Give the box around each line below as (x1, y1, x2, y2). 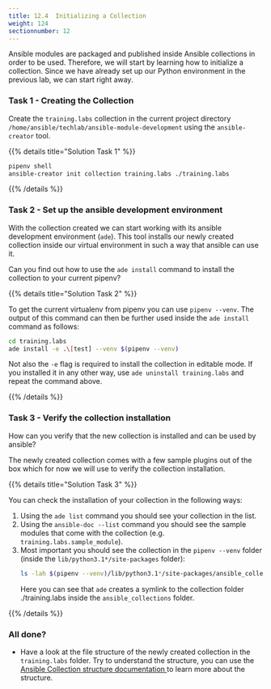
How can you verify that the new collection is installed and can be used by (8, 431, 256, 440)
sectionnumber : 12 (8, 27, 70, 35)
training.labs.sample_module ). (19, 536, 124, 547)
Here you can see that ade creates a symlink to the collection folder (19, 584, 244, 593)
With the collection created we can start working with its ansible (8, 223, 222, 232)
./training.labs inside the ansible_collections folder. (19, 593, 195, 602)
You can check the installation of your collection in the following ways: (8, 495, 243, 504)
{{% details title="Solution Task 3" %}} (8, 479, 138, 489)
